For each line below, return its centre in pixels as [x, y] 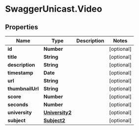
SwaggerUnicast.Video [54, 9]
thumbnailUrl [23, 89]
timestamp [20, 73]
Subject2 [54, 120]
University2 [58, 112]
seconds [18, 105]
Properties [22, 27]
